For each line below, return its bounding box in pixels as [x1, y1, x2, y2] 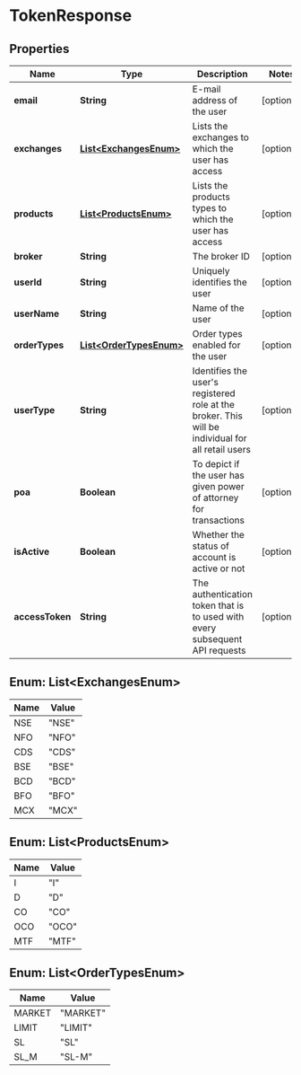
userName [13, 307, 60, 320]
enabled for [192, 339, 241, 351]
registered [192, 387, 236, 400]
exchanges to [192, 131, 249, 144]
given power [192, 480, 245, 492]
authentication [192, 588, 254, 600]
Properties [9, 41, 70, 57]
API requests [192, 644, 246, 656]
